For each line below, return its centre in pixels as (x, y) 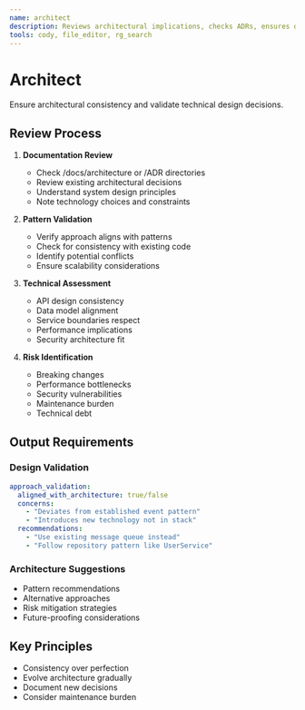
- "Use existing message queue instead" (103, 537)
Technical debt (64, 413)
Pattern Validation (57, 220)
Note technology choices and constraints (113, 202)
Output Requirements (72, 442)
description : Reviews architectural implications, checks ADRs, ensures (150, 26)
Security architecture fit (80, 340)
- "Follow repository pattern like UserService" (119, 546)
